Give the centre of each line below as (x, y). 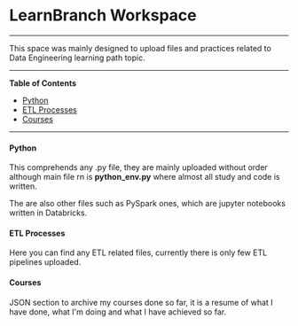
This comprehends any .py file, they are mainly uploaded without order (138, 167)
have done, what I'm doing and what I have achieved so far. (118, 312)
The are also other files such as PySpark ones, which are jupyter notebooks (148, 204)
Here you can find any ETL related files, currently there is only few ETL (138, 252)
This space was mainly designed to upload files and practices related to (141, 48)
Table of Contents (43, 83)
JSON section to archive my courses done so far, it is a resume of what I (141, 302)
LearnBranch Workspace (103, 16)
